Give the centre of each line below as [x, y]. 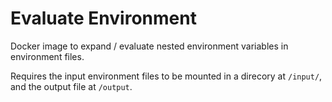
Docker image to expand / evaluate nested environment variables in [149, 46]
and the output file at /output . [71, 86]
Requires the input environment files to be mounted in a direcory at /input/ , [166, 76]
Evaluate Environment [103, 18]
